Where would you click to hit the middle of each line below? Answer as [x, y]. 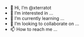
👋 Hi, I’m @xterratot [31, 8]
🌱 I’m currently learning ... [37, 18]
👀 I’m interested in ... [32, 13]
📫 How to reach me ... [34, 29]
